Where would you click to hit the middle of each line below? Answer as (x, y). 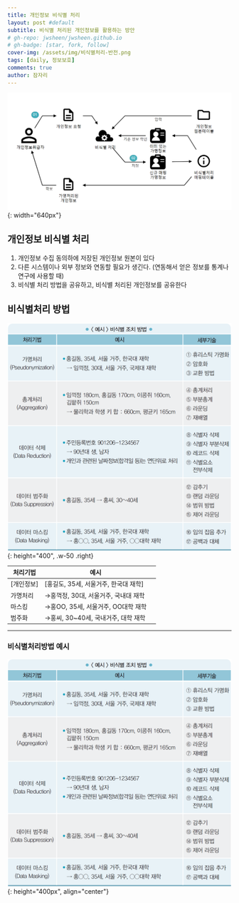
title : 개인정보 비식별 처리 (44, 15)
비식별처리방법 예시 (38, 647)
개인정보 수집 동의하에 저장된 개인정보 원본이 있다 (86, 257)
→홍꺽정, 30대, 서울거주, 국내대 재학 (95, 595)
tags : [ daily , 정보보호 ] (41, 61)
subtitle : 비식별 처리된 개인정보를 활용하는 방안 (71, 30)
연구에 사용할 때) (41, 275)
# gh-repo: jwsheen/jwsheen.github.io (65, 38)
